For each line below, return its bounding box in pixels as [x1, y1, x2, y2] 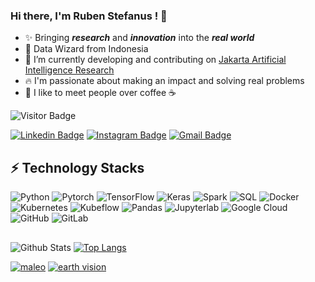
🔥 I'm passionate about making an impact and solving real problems [24, 75, 305, 87]
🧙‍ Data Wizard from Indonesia [24, 43, 149, 55]
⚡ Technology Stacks [10, 159, 145, 176]
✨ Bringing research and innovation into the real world [24, 32, 255, 44]
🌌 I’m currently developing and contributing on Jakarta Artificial [24, 54, 287, 66]
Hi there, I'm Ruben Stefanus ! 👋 [10, 9, 168, 23]
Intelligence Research [24, 64, 115, 76]
